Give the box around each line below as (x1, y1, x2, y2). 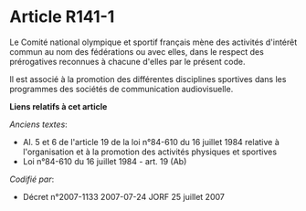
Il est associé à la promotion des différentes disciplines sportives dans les (9, 73, 287, 84)
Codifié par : (9, 174, 55, 185)
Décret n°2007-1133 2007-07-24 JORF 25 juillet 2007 (22, 191, 226, 202)
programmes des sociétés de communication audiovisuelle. (9, 83, 234, 94)
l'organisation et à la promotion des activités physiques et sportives (22, 146, 277, 157)
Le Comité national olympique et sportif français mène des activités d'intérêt (9, 37, 298, 47)
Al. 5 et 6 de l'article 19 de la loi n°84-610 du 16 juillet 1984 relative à (22, 136, 280, 147)
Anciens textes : (9, 119, 69, 130)
